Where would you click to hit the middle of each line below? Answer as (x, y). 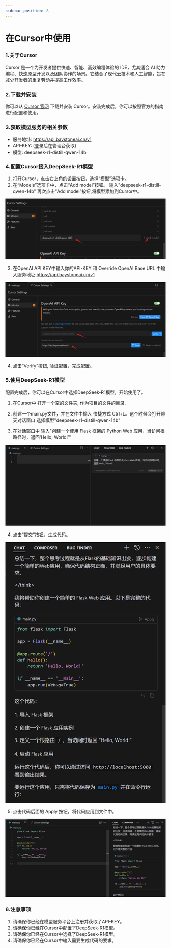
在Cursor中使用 (38, 38)
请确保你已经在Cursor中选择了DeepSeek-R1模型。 (65, 934)
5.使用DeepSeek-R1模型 (35, 380)
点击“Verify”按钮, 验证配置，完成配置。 (53, 366)
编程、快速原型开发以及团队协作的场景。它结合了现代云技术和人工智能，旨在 (85, 74)
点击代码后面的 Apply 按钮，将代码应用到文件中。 (65, 811)
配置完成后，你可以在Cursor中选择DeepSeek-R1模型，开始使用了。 (76, 392)
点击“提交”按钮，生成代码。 (41, 535)
